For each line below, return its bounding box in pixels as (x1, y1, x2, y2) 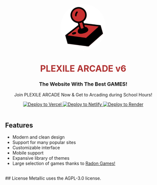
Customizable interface (12, 145, 60, 151)
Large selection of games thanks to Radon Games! (12, 160, 115, 167)
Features (5, 121, 33, 130)
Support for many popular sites (12, 139, 76, 145)
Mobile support (12, 150, 44, 156)
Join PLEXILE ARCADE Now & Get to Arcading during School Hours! (14, 92, 153, 98)
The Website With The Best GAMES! (39, 81, 128, 88)
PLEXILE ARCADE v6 (40, 63, 126, 74)
